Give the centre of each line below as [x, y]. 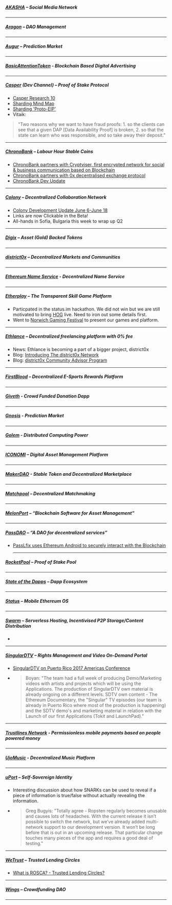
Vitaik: [19, 114]
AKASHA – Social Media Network [41, 7]
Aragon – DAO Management [36, 27]
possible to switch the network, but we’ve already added [85, 822]
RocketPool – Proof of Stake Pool [41, 562]
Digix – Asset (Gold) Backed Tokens [44, 237]
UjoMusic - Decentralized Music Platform [50, 758]
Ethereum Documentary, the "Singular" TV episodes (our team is [94, 700]
